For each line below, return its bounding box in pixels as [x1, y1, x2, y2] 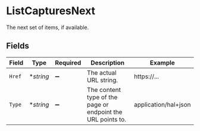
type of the [87, 93, 118, 101]
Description [90, 58, 125, 66]
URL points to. [87, 115, 127, 123]
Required [55, 58, 82, 66]
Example [149, 58, 176, 66]
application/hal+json [133, 100, 191, 108]
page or [87, 100, 109, 108]
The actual [87, 68, 117, 76]
